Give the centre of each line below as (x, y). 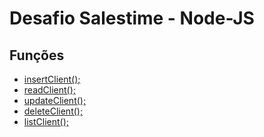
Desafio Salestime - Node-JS (132, 18)
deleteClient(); (53, 111)
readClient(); (50, 90)
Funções (37, 55)
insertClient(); (52, 79)
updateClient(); (55, 100)
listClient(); (46, 121)
